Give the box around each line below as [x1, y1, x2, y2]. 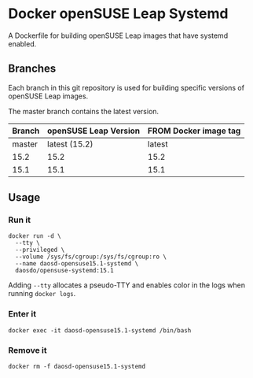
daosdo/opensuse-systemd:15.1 [15, 267, 114, 275]
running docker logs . [8, 289, 76, 298]
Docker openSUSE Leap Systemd [8, 5, 229, 23]
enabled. [8, 39, 37, 48]
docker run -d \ [8, 232, 61, 240]
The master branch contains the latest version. [8, 106, 159, 116]
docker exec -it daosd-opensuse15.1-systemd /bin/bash [8, 326, 192, 335]
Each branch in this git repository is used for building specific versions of [8, 83, 245, 92]
